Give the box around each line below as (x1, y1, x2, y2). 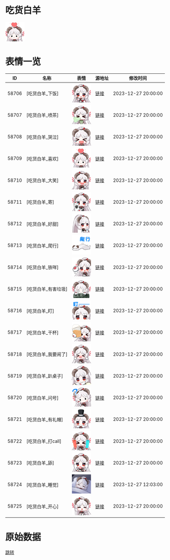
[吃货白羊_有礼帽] (26, 416, 63, 422)
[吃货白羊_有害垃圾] (26, 286, 67, 292)
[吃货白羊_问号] (26, 394, 59, 401)
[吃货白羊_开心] (26, 503, 59, 510)
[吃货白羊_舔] (26, 460, 54, 466)
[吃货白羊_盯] (26, 308, 54, 314)
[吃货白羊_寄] (26, 199, 54, 205)
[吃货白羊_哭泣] (26, 134, 59, 140)
